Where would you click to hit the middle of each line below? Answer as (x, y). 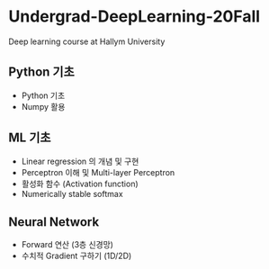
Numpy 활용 (43, 106)
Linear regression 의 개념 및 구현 (80, 161)
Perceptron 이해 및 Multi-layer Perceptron (98, 172)
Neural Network (54, 222)
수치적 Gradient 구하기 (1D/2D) (76, 256)
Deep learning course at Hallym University (87, 41)
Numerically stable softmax (72, 193)
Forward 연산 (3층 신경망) (67, 245)
